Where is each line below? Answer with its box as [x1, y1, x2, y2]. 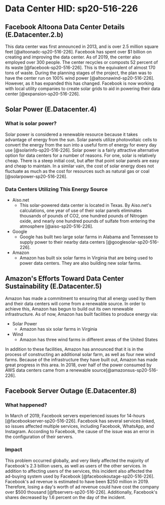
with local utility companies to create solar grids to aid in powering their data [5, 86, 161, 92]
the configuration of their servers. [5, 434, 74, 440]
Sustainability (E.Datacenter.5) [5, 282, 102, 291]
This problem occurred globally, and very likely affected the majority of [5, 457, 149, 463]
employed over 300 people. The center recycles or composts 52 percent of [5, 59, 158, 65]
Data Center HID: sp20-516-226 [5, 3, 138, 14]
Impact [5, 446, 23, 453]
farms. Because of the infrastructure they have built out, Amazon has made [5, 356, 158, 362]
